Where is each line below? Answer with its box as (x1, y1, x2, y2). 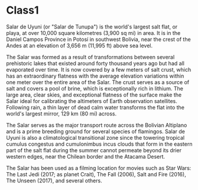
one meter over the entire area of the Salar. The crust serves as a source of (6, 78, 190, 86)
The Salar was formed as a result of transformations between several (6, 53, 175, 60)
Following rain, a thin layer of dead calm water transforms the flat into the (6, 104, 185, 111)
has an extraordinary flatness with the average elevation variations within (6, 72, 184, 79)
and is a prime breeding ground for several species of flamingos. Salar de (6, 128, 185, 135)
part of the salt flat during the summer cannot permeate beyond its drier (6, 146, 182, 154)
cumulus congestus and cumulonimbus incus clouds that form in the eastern (6, 140, 193, 147)
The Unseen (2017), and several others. (6, 177, 102, 184)
